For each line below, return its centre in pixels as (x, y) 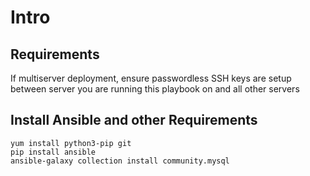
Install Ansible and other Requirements (134, 120)
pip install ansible (53, 152)
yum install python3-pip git (71, 143)
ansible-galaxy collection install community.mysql (120, 161)
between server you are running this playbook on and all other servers (155, 89)
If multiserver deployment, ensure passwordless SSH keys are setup (151, 78)
